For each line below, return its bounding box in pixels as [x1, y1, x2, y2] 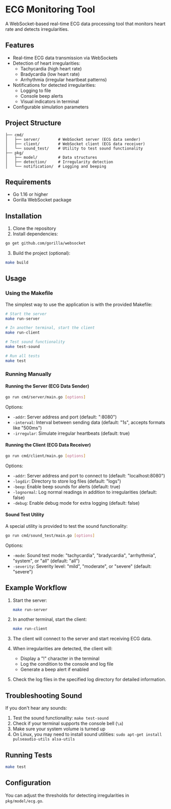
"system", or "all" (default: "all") [12, 558, 80, 564]
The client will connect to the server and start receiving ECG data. [12, 636, 152, 642]
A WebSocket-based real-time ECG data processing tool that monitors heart [5, 21, 166, 27]
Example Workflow [5, 583, 67, 592]
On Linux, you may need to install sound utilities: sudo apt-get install [12, 731, 162, 738]
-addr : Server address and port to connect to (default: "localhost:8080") [12, 472, 165, 479]
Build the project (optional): [12, 250, 71, 256]
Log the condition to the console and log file [20, 661, 114, 667]
